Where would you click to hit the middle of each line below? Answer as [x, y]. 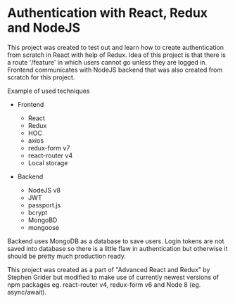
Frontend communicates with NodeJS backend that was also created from [115, 70]
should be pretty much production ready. [67, 256]
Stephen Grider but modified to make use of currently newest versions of [113, 277]
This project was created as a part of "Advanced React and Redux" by [109, 269]
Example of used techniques [49, 91]
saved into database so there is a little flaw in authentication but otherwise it [118, 248]
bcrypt [38, 212]
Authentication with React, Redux [108, 13]
